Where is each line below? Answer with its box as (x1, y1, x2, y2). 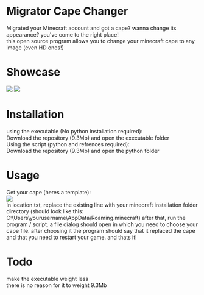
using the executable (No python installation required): (6, 127, 143, 135)
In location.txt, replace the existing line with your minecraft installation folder (6, 201, 198, 208)
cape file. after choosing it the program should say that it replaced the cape (6, 227, 196, 234)
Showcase (6, 65, 61, 79)
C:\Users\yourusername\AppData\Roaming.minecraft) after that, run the (6, 214, 186, 221)
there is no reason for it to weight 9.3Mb (6, 282, 107, 289)
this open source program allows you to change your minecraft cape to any (6, 37, 195, 44)
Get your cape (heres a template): (6, 188, 91, 196)
